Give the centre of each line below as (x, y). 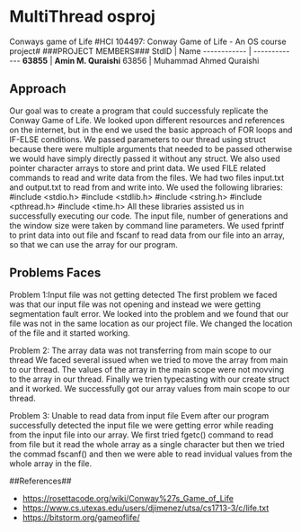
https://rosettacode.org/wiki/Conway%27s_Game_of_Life (128, 498)
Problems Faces (55, 273)
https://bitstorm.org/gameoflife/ (81, 517)
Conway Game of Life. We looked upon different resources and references (147, 120)
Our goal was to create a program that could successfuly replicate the (139, 111)
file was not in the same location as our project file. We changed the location (151, 323)
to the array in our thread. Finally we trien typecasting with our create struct (150, 379)
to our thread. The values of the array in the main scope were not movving (147, 369)
